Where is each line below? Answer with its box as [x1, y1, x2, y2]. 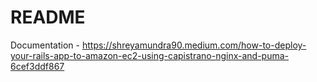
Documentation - [10, 39, 80, 51]
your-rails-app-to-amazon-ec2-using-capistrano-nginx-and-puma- [10, 49, 290, 61]
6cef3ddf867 [10, 60, 65, 72]
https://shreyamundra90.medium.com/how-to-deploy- [81, 39, 307, 51]
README [10, 6, 86, 29]
